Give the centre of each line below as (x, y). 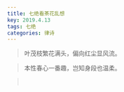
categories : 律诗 (31, 33)
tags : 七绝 (22, 26)
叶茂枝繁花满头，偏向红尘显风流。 (72, 53)
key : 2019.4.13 (29, 20)
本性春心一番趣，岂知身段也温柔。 (72, 68)
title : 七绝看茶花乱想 (36, 13)
